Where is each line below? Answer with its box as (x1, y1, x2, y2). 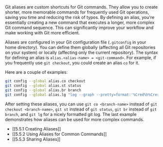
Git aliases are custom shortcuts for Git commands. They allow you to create (5, 4, 158, 10)
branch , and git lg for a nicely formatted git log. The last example (5, 111, 137, 117)
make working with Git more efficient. (5, 30, 80, 35)
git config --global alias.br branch (5, 87, 81, 93)
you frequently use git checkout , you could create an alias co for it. (5, 60, 140, 65)
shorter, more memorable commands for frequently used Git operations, (5, 9, 149, 15)
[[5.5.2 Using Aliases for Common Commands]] (12, 131, 107, 137)
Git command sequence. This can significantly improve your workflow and (5, 25, 154, 31)
